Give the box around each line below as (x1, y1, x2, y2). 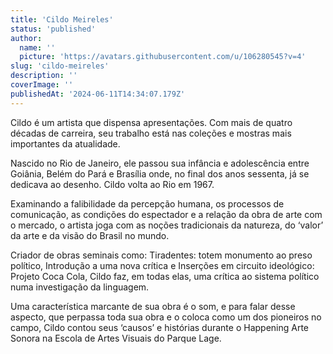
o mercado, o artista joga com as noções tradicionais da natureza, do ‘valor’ (10, 219, 324, 231)
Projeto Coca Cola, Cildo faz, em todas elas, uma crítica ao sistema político (10, 270, 320, 282)
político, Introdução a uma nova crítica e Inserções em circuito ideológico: (10, 259, 315, 271)
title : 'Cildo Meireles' (10, 14, 114, 25)
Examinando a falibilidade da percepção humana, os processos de (10, 197, 285, 210)
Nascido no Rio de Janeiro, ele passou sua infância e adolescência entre (10, 157, 310, 169)
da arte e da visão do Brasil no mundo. (10, 229, 170, 241)
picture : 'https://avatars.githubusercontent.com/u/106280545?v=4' (19, 52, 307, 62)
